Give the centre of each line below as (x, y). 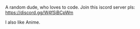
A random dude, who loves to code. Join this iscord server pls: (70, 7)
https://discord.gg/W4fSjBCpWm (39, 12)
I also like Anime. (23, 22)
